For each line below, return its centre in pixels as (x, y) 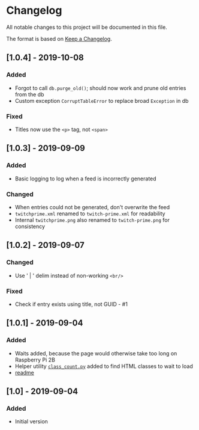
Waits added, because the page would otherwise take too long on (96, 353)
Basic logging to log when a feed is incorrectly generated (86, 179)
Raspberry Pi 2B (35, 360)
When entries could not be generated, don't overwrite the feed (92, 207)
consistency (30, 226)
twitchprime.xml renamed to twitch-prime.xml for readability (90, 213)
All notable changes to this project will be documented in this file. (87, 27)
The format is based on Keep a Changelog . (59, 38)
